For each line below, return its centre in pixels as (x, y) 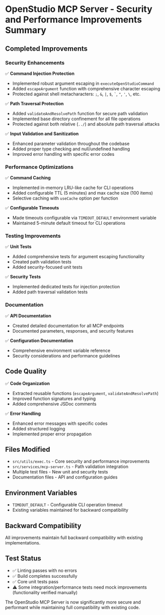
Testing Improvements (33, 236)
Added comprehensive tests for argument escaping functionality (79, 257)
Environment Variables (41, 493)
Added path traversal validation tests (50, 292)
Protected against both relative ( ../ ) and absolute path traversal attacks (86, 124)
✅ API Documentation (28, 316)
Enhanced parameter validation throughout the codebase (71, 143)
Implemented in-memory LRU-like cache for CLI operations (73, 188)
